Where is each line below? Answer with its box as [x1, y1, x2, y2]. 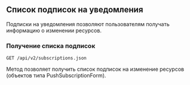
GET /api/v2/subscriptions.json [6, 55, 87, 61]
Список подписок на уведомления [6, 5, 143, 15]
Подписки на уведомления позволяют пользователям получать [6, 20, 170, 27]
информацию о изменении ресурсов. [6, 27, 102, 34]
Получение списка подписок [6, 42, 96, 50]
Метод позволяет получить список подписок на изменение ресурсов [6, 65, 184, 73]
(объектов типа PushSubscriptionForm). [6, 72, 106, 79]
